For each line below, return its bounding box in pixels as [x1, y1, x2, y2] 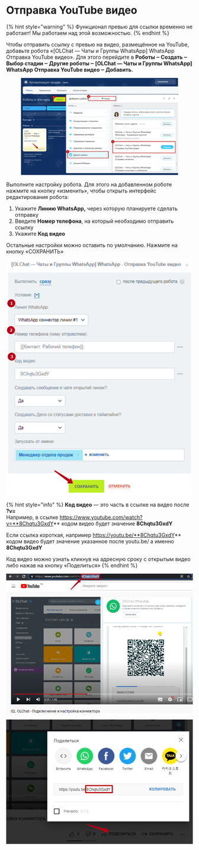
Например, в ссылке [6, 514, 59, 521]
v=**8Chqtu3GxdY [6, 520, 54, 527]
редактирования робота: [6, 194, 69, 201]
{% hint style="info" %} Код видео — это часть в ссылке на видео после [6, 501, 190, 508]
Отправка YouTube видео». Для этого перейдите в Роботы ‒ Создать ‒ [6, 53, 188, 60]
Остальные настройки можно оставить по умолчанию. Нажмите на [6, 242, 178, 249]
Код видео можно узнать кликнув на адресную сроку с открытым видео [6, 556, 191, 563]
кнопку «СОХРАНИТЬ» [6, 248, 64, 255]
